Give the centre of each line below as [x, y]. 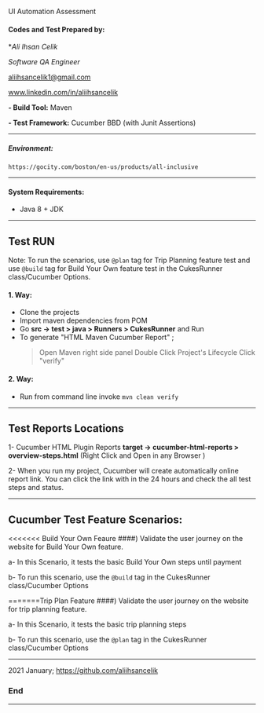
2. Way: [21, 378]
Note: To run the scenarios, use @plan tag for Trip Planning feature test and [129, 260]
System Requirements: [46, 192]
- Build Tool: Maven [40, 108]
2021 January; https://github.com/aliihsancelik [83, 671]
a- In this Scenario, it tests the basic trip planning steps [97, 624]
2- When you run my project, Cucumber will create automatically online [124, 471]
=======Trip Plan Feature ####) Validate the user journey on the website [128, 601]
